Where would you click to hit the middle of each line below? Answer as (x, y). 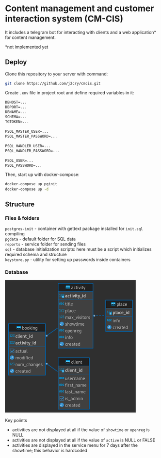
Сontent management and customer (80, 9)
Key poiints (16, 421)
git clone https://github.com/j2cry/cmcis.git (53, 83)
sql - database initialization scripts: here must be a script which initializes (78, 249)
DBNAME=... (16, 112)
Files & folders (22, 218)
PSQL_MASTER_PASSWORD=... (31, 136)
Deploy (16, 62)
